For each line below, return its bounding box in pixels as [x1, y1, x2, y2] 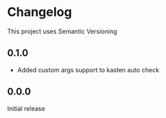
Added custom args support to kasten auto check [17, 65, 160, 74]
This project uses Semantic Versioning [7, 27, 117, 35]
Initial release [7, 104, 45, 112]
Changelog [7, 4, 72, 20]
